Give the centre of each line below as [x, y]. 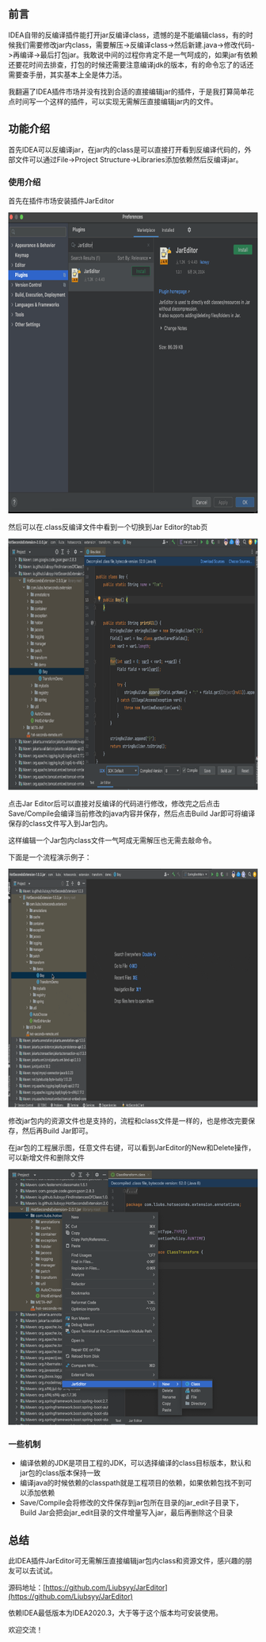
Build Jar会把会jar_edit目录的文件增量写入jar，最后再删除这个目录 [126, 1513]
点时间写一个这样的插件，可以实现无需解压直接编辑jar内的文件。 [113, 101]
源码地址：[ [27, 1588]
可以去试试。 [36, 1571]
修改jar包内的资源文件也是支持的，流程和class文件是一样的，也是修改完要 [128, 1120]
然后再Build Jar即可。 [57, 1130]
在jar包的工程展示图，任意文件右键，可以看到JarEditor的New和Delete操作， [132, 1147]
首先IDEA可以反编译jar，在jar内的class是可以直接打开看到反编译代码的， [127, 149]
